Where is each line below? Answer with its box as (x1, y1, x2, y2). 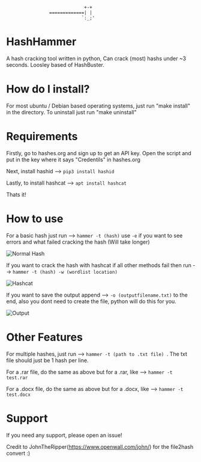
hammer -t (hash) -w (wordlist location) (13, 269, 118, 275)
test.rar (6, 375, 28, 381)
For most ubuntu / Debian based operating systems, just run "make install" (6, 102, 191, 109)
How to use (6, 212, 64, 226)
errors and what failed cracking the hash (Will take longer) (6, 238, 150, 245)
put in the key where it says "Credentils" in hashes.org (6, 156, 141, 163)
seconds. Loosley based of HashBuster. (6, 61, 105, 68)
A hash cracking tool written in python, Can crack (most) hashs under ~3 (6, 55, 187, 62)
